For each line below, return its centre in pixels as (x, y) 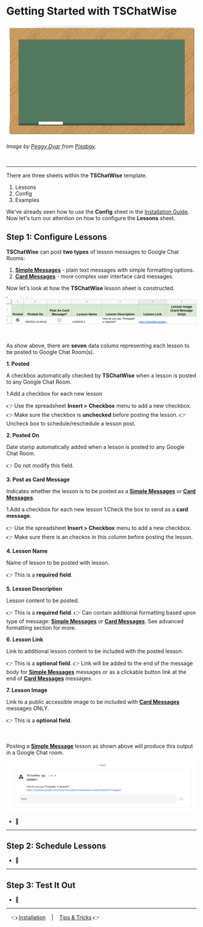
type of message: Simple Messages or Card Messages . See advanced (95, 621)
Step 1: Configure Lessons (57, 237)
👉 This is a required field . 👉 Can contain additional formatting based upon (101, 612)
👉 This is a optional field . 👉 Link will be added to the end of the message (100, 663)
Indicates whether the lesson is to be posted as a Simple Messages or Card (101, 491)
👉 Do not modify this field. (40, 465)
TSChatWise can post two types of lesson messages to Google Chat (93, 252)
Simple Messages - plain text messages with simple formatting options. (105, 270)
